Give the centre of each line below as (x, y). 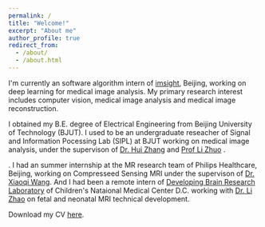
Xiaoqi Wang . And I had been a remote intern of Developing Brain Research (132, 181)
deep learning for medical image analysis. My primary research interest (126, 91)
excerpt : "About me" (43, 30)
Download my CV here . (46, 214)
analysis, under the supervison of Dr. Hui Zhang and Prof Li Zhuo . (117, 149)
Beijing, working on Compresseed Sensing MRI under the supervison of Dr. (132, 173)
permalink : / (30, 16)
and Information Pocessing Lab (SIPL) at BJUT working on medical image (129, 141)
